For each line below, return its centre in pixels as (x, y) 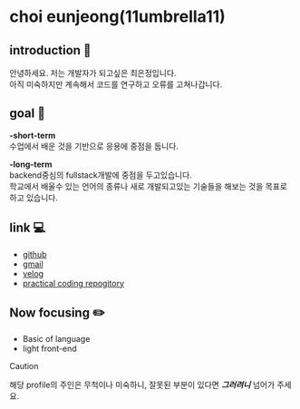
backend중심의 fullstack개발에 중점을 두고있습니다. (101, 175)
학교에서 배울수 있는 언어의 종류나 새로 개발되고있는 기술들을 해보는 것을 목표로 (149, 186)
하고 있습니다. (34, 198)
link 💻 (28, 228)
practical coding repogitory (73, 283)
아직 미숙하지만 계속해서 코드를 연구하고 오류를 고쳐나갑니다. (116, 84)
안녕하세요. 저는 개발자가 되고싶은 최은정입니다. (93, 73)
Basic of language (56, 339)
